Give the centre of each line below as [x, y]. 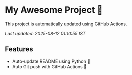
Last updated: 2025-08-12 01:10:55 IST [45, 33]
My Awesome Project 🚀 [54, 10]
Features [19, 49]
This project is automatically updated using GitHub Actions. [66, 24]
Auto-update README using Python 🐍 [51, 61]
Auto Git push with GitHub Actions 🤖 [50, 66]
